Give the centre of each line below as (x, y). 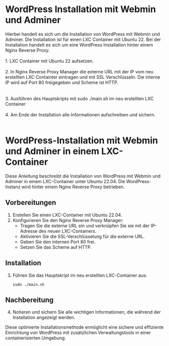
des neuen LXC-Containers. (68, 231)
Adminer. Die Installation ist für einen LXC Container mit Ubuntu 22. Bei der (83, 39)
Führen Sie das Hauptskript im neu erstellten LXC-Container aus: (80, 275)
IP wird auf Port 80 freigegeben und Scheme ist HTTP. (62, 82)
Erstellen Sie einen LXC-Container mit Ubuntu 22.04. (67, 215)
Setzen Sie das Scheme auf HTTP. (56, 247)
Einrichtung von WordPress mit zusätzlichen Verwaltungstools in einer (78, 333)
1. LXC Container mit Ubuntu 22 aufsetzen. (49, 61)
